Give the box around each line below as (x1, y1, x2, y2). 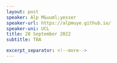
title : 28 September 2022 (6, 31, 71, 37)
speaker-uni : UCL (6, 25, 50, 32)
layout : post (6, 8, 39, 15)
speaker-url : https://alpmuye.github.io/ (6, 20, 112, 26)
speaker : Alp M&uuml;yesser (6, 14, 77, 20)
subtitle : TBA (6, 37, 42, 43)
